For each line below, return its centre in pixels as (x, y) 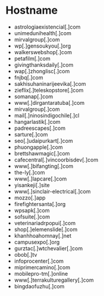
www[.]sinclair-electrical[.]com (52, 191)
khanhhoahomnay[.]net (43, 235)
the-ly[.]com (29, 172)
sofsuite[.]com (32, 216)
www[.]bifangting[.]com (44, 166)
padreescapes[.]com (40, 128)
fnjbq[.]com (29, 77)
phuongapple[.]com (38, 147)
